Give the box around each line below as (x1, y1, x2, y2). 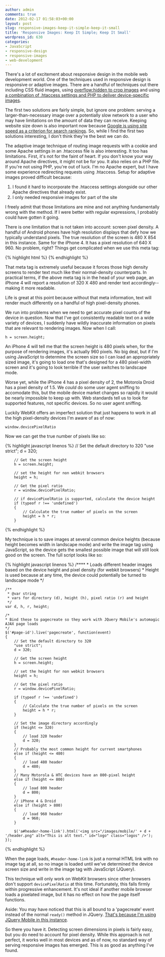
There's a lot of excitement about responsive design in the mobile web (5, 71, 148, 77)
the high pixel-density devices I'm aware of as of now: (5, 415, 115, 421)
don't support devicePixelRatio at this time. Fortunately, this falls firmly (5, 881, 150, 887)
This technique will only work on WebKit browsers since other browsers (5, 876, 151, 882)
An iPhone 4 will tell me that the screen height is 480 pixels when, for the (5, 344, 154, 350)
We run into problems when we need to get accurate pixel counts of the (5, 310, 151, 316)
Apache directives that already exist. (12, 189, 87, 195)
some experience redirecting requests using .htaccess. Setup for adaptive (5, 169, 156, 175)
